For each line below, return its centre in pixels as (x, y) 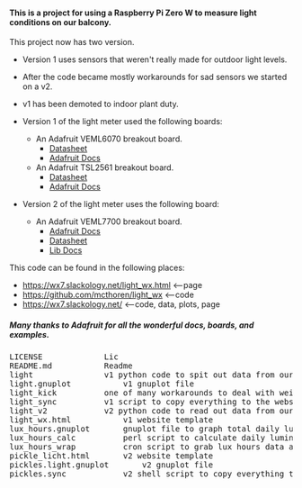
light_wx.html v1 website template (111, 420)
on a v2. (37, 86)
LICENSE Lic (64, 357)
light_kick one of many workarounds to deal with (142, 393)
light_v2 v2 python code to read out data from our (151, 411)
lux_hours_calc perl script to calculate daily (138, 438)
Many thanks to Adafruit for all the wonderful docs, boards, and (132, 325)
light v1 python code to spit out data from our (151, 375)
